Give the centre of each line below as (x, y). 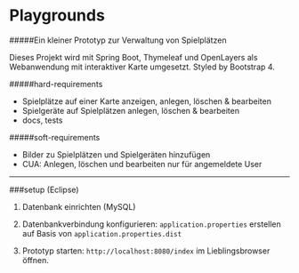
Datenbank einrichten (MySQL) (79, 206)
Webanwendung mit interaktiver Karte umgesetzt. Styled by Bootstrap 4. (142, 67)
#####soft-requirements (55, 137)
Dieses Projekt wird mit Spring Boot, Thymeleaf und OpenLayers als (133, 57)
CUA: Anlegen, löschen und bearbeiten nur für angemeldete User (142, 164)
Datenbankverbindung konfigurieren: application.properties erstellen (152, 224)
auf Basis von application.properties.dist (102, 233)
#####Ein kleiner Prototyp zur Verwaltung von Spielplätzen (118, 40)
